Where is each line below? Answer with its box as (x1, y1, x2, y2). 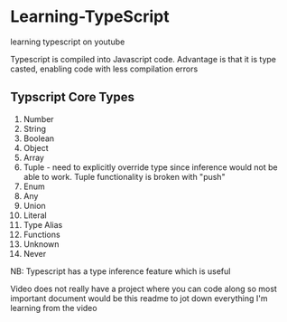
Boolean (23, 133, 55, 144)
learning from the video (10, 302, 97, 313)
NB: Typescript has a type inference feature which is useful (10, 265, 231, 277)
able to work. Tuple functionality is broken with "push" (23, 171, 226, 182)
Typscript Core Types (10, 90, 134, 105)
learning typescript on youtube (10, 36, 125, 47)
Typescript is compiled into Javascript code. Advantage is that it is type (10, 53, 277, 64)
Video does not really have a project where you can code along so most (10, 283, 278, 294)
